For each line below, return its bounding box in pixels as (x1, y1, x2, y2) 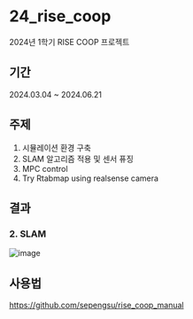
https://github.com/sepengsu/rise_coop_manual (9, 300, 184, 311)
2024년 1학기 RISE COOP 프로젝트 (9, 36, 130, 47)
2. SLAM (9, 228, 47, 240)
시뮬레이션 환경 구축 (21, 142, 91, 152)
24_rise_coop (9, 6, 112, 27)
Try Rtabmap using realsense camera (21, 173, 159, 183)
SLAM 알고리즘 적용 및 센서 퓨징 (21, 153, 135, 164)
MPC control (21, 163, 68, 174)
